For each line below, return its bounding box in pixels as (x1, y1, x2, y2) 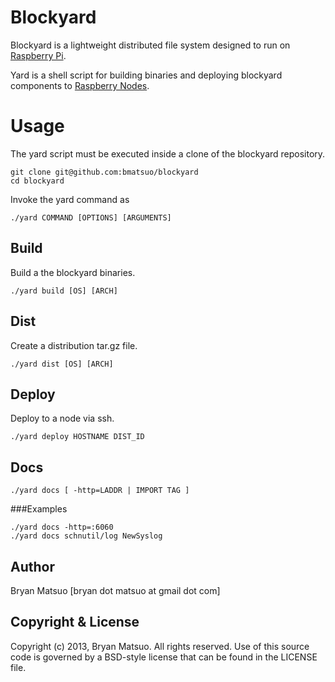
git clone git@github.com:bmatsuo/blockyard (10, 167, 199, 177)
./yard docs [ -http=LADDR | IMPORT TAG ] (10, 486, 190, 496)
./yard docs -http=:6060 (10, 522, 114, 533)
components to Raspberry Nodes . (10, 79, 150, 91)
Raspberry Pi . (10, 49, 67, 61)
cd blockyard (10, 176, 65, 186)
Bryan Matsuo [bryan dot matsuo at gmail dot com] (10, 584, 221, 596)
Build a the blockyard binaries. (10, 266, 136, 278)
